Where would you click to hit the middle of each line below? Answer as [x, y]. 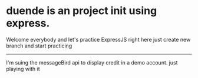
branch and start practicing [39, 46]
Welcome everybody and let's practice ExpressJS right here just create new [98, 39]
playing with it [23, 69]
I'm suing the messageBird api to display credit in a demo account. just [92, 62]
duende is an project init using [82, 11]
